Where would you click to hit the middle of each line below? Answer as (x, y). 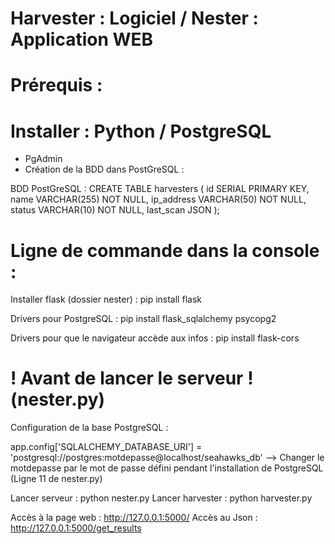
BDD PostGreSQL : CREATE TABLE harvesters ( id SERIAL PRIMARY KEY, (160, 189)
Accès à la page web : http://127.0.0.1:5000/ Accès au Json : (134, 518)
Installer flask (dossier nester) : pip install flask (106, 299)
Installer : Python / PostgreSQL (141, 131)
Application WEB (82, 39)
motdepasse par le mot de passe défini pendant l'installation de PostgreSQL (167, 468)
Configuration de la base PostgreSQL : (89, 428)
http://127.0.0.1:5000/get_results (76, 528)
